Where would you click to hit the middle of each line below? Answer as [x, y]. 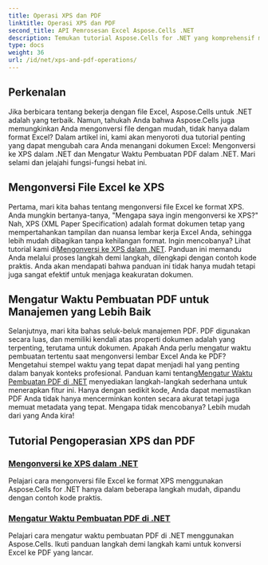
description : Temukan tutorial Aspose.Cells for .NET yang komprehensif [132, 38]
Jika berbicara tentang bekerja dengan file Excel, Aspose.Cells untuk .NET [130, 112]
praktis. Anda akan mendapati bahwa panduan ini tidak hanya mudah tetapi [132, 266]
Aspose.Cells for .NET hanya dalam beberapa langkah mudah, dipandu [124, 489]
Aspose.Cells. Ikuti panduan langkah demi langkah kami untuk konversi [125, 544]
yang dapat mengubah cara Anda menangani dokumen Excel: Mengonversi [132, 145]
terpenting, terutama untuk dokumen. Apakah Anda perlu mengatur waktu [130, 348]
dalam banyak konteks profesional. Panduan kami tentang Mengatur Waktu [130, 373]
